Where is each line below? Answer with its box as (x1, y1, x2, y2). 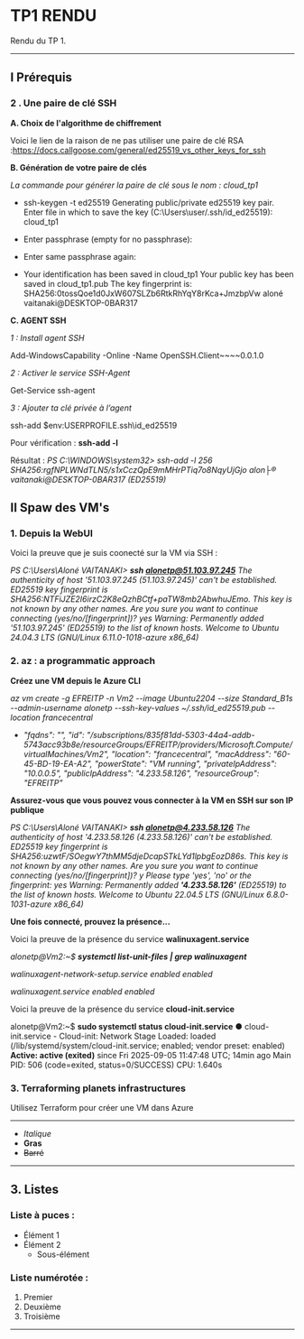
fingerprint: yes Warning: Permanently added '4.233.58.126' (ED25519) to (10, 879, 287, 890)
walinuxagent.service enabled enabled (10, 985, 155, 997)
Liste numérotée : (10, 1271, 89, 1284)
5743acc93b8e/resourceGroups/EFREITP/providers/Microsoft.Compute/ (23, 739, 293, 750)
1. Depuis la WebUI (10, 527, 94, 540)
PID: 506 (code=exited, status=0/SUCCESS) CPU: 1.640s (10, 1059, 223, 1070)
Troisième (23, 1310, 61, 1322)
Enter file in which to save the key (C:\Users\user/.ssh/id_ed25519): (23, 207, 273, 217)
